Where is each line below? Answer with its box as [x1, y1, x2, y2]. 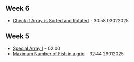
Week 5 [5, 32, 29, 41]
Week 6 [5, 4, 30, 13]
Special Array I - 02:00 [12, 45, 61, 51]
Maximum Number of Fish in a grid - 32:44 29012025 [12, 50, 124, 57]
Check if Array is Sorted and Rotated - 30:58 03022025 [12, 17, 129, 23]
